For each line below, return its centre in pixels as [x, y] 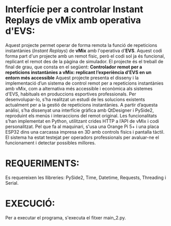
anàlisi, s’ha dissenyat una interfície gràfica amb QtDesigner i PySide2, [80, 110]
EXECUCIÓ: [30, 204]
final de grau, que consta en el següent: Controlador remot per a [74, 67]
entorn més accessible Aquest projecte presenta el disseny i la [72, 78]
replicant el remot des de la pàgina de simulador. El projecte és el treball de [84, 61]
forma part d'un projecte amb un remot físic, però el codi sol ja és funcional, [85, 56]
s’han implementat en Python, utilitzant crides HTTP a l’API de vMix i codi [82, 121]
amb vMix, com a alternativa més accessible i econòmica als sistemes [79, 88]
